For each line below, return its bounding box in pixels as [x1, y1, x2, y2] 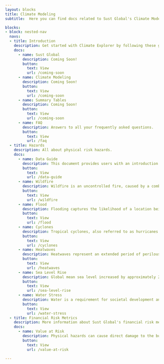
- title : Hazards [9, 143, 45, 148]
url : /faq [26, 139, 47, 143]
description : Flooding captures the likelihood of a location [22, 206, 152, 211]
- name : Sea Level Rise [18, 270, 67, 275]
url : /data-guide [26, 175, 62, 180]
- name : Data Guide [18, 157, 58, 162]
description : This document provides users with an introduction [22, 161, 159, 166]
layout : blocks [5, 7, 36, 12]
